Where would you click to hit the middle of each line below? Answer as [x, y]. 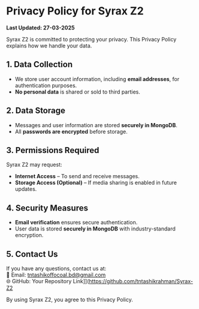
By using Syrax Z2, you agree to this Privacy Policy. [70, 299]
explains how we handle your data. [49, 46]
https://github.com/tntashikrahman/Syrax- [141, 281]
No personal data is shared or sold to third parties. [78, 92]
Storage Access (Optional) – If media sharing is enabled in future [96, 183]
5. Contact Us [32, 254]
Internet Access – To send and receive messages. [77, 176]
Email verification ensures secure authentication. [76, 223]
